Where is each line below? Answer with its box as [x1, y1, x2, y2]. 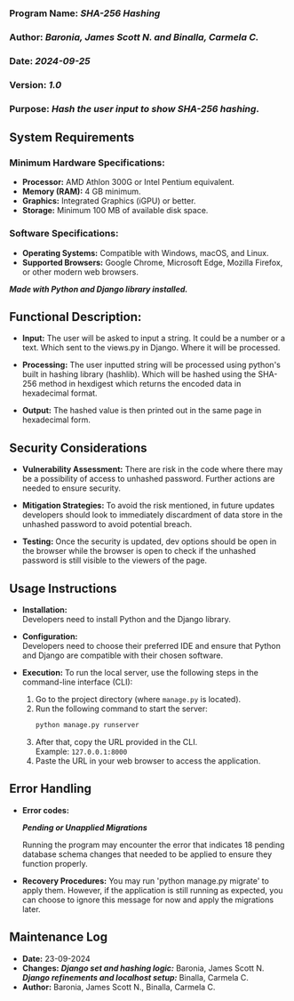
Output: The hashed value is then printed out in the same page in [21, 405, 262, 416]
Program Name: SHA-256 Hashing [9, 7, 161, 20]
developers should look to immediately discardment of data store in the [21, 509, 283, 520]
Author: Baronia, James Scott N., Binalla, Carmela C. [21, 981, 216, 992]
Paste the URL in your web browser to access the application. [35, 755, 261, 766]
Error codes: [21, 805, 69, 815]
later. [21, 903, 42, 914]
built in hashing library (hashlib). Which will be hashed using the [21, 369, 256, 380]
